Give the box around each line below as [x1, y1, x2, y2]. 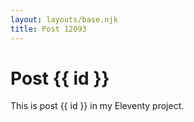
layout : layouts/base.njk [10, 14, 118, 25]
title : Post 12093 [10, 24, 87, 34]
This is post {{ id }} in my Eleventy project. [10, 100, 185, 112]
